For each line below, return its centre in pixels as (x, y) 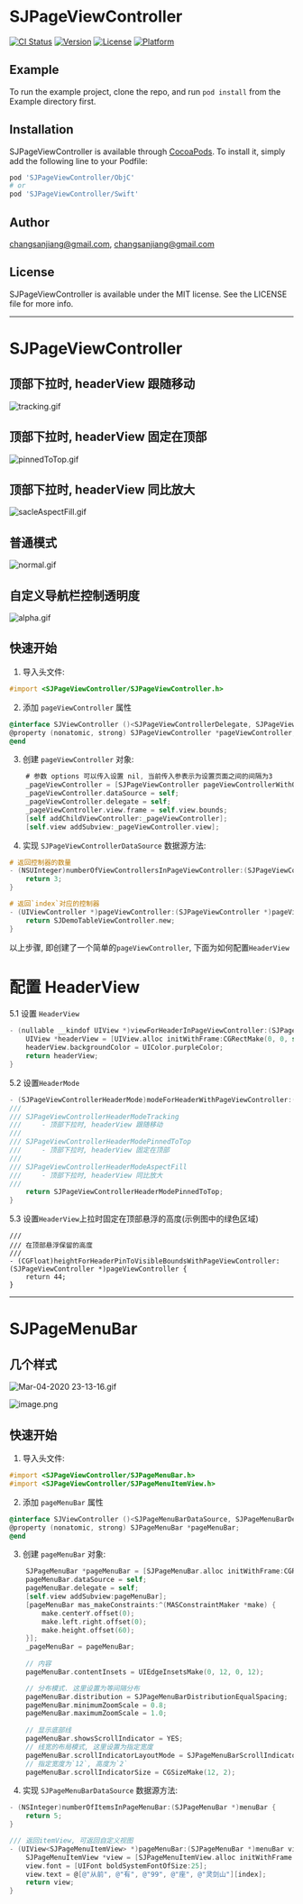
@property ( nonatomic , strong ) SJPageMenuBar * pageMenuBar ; (125, 1527)
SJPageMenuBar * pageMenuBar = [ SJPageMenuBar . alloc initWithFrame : (155, 1571)
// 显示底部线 (49, 1730)
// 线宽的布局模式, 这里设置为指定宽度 (89, 1747)
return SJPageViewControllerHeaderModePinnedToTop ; (124, 1192)
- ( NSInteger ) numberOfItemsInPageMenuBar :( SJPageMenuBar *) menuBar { (143, 1807)
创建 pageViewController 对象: (78, 759)
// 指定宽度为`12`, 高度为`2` (77, 1764)
